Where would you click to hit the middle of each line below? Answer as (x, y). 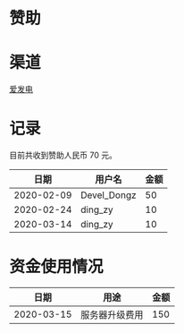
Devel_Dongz (108, 195)
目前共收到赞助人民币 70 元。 (63, 155)
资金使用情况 (57, 267)
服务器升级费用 (112, 315)
